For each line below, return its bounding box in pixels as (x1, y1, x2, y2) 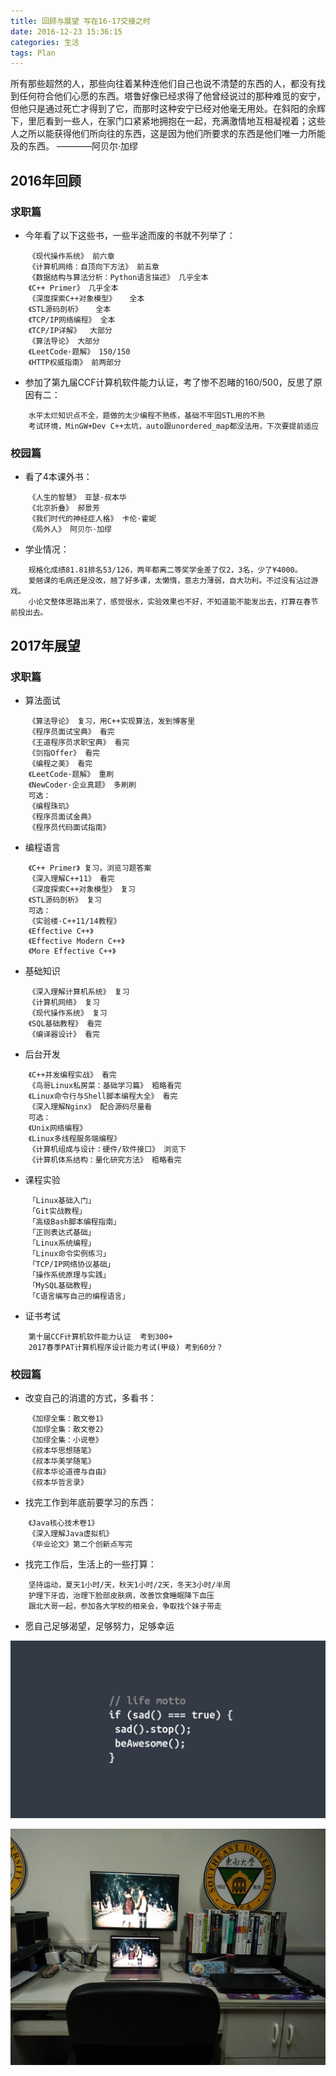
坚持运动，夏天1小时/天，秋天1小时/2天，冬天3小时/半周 (28, 1580, 232, 1590)
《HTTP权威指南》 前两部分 (28, 357, 122, 367)
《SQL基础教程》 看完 (28, 1018, 102, 1029)
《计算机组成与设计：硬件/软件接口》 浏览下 (28, 1144, 187, 1154)
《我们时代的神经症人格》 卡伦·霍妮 (28, 514, 157, 524)
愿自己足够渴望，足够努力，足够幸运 (24, 1620, 175, 1632)
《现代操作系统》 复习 (28, 1008, 108, 1018)
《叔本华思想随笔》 (28, 1446, 96, 1456)
